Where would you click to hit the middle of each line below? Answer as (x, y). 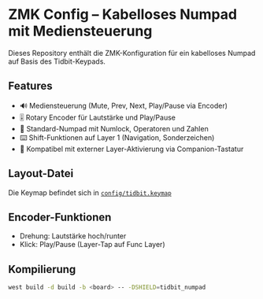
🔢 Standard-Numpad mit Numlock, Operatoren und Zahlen (114, 128)
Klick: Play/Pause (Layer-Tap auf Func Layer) (92, 245)
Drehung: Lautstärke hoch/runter (73, 236)
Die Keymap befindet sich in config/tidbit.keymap (90, 192)
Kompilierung (42, 269)
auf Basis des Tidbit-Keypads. (57, 61)
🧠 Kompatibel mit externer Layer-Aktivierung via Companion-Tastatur (131, 149)
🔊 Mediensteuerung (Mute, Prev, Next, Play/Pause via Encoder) (124, 105)
